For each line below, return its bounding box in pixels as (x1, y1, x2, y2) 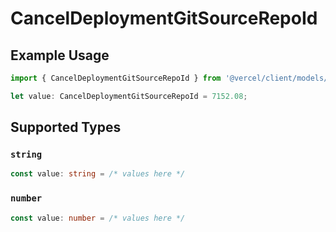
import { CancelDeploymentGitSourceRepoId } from (10, 73, 222, 83)
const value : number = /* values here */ (10, 213, 186, 223)
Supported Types (10, 119, 122, 136)
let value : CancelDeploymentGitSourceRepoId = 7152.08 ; (10, 91, 248, 101)
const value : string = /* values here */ (10, 169, 186, 179)
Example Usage (10, 47, 110, 64)
